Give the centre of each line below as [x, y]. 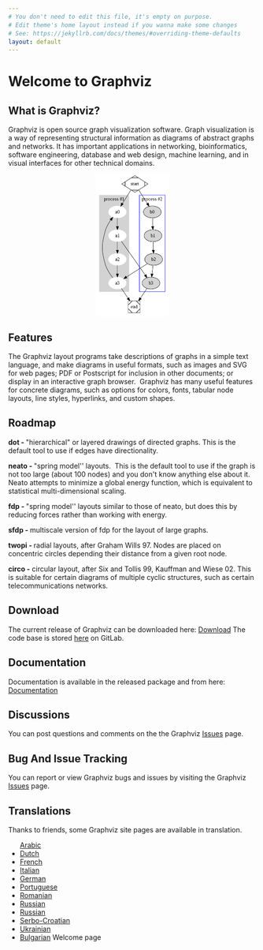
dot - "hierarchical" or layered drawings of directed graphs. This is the [122, 442]
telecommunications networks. [58, 585]
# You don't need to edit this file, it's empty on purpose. [111, 17]
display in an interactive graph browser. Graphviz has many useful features [131, 382]
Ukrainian [35, 929]
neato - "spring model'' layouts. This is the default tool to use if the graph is [132, 466]
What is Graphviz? [54, 110]
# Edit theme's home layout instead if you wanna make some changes [123, 25]
